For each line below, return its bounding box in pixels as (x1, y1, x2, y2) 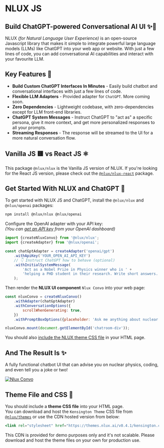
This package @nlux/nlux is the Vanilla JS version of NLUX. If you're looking (5, 165, 158, 171)
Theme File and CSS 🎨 (5, 390, 73, 399)
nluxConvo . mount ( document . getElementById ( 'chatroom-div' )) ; (5, 326, 130, 331)
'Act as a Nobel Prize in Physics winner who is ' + (22, 267, 132, 272)
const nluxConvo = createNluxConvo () (5, 294, 82, 299)
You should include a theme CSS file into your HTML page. (5, 403, 124, 409)
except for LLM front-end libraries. (12, 109, 82, 115)
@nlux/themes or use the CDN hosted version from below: (5, 413, 120, 420)
